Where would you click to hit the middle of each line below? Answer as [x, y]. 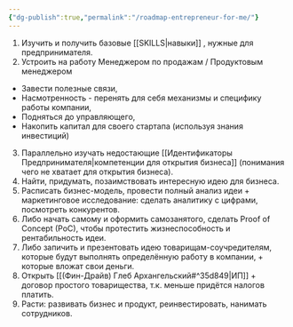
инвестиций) [45, 135]
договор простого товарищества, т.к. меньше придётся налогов [143, 284]
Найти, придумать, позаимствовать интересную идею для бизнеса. [150, 181]
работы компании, [56, 107]
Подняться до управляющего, [78, 116]
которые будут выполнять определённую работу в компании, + [142, 256]
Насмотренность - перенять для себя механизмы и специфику [141, 98]
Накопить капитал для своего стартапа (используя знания [132, 126]
